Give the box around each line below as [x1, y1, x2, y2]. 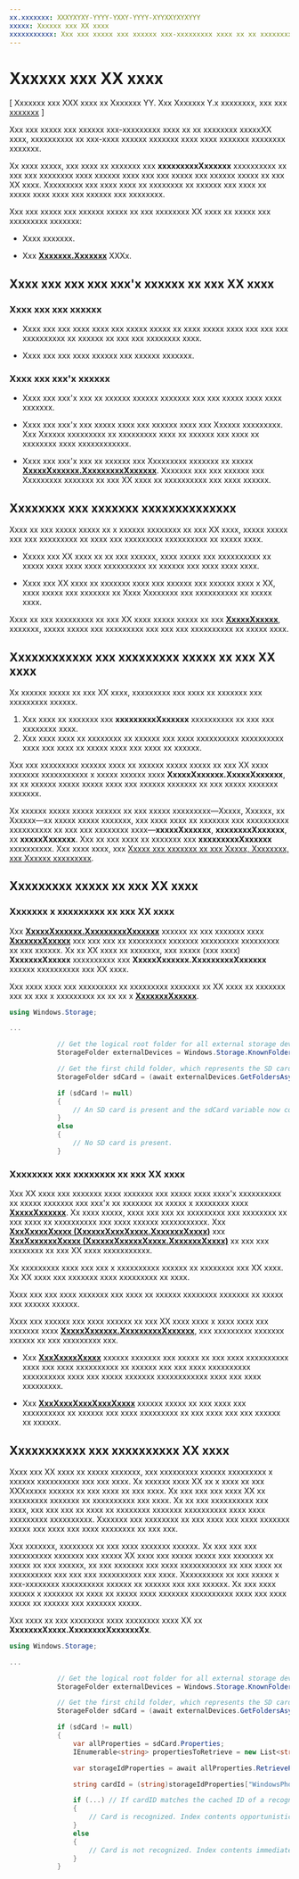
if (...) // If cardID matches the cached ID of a [72, 1796, 265, 1805]
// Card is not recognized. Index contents [88, 1845, 253, 1855]
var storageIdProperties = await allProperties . [72, 1764, 256, 1773]
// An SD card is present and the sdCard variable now [72, 1105, 280, 1114]
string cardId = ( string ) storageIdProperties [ [72, 1780, 249, 1789]
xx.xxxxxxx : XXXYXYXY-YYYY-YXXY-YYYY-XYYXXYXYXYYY [9, 12, 201, 22]
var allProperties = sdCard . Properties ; [72, 1739, 225, 1748]
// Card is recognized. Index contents [88, 1813, 238, 1822]
